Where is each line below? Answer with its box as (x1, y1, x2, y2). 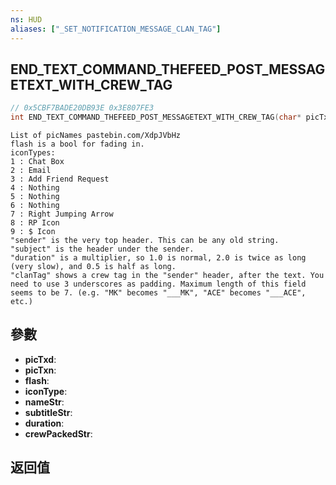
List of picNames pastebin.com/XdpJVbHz (10, 131, 182, 141)
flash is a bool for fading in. (10, 139, 145, 150)
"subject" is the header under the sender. (10, 244, 195, 255)
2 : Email (10, 166, 52, 176)
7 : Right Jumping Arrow (10, 209, 114, 220)
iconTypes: (10, 148, 56, 158)
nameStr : (24, 396, 65, 408)
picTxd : (24, 353, 57, 365)
